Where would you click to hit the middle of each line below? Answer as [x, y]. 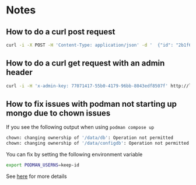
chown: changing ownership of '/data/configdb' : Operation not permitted [98, 144]
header [20, 73]
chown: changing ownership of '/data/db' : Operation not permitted [90, 138]
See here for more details [36, 176]
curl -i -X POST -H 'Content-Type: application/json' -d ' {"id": [90, 45]
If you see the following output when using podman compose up [80, 127]
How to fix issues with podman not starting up [91, 104]
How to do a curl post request [61, 32]
